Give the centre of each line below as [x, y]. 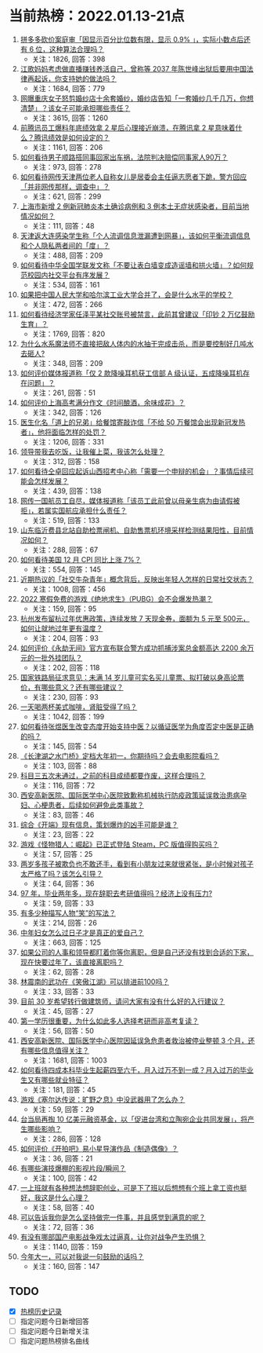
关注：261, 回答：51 [64, 393]
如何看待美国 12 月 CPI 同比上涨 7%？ [81, 559]
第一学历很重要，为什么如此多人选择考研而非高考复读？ [109, 1021]
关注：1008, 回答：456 [69, 589]
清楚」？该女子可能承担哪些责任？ [75, 108]
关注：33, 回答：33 [63, 991]
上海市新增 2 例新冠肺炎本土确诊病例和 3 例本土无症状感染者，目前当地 [135, 206]
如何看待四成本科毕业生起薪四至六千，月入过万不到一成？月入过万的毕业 [137, 1070]
